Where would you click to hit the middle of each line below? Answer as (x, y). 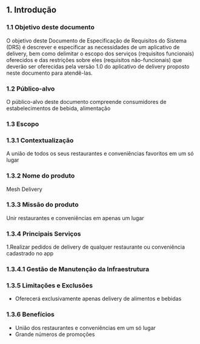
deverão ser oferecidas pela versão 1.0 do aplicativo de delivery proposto (98, 66)
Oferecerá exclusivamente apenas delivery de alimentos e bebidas (98, 299)
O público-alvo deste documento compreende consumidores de (86, 101)
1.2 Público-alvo (31, 89)
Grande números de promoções (55, 334)
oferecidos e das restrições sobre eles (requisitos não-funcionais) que (94, 60)
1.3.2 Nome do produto (41, 176)
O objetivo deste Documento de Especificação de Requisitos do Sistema (96, 40)
